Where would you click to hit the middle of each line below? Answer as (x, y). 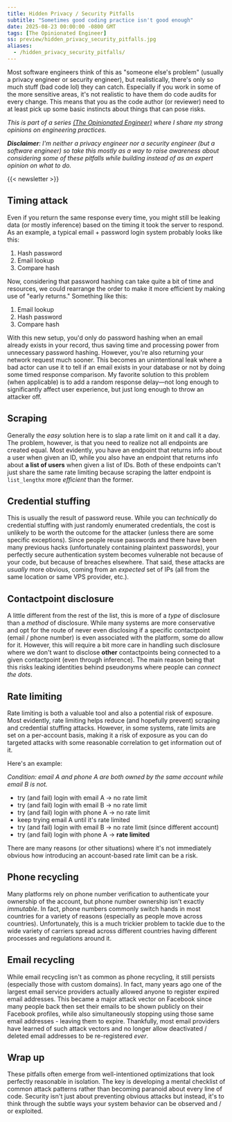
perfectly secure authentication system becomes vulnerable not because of (115, 555)
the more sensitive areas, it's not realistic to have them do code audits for (112, 94)
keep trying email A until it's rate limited (73, 819)
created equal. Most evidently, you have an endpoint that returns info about (115, 450)
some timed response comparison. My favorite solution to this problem (108, 374)
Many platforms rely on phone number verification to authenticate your (108, 894)
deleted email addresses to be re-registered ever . (78, 1036)
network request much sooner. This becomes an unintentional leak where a (115, 360)
